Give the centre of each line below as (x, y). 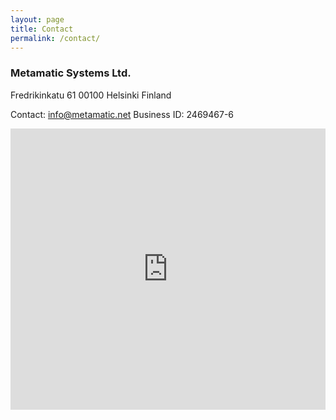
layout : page (37, 19)
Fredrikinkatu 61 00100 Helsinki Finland (91, 95)
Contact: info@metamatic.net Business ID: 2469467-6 (122, 114)
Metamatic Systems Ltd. (71, 73)
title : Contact (42, 29)
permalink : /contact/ (55, 38)
